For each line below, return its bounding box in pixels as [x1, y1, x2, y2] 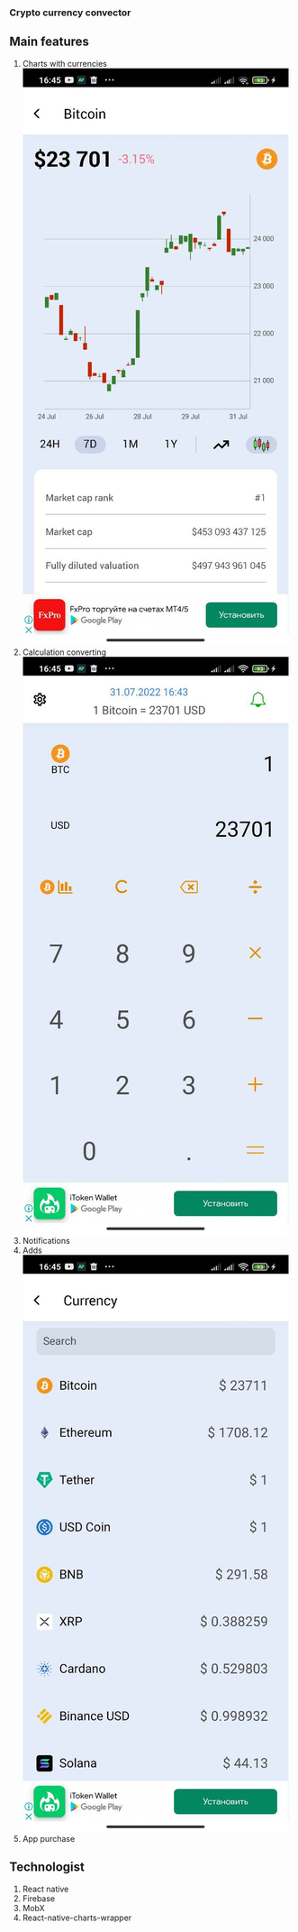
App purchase [22, 1833, 76, 1844]
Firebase [22, 1892, 56, 1904]
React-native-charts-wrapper [22, 1912, 132, 1923]
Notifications [22, 1235, 70, 1246]
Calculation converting [22, 647, 106, 658]
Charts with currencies [22, 58, 108, 69]
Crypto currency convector [9, 6, 131, 19]
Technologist [9, 1860, 86, 1875]
